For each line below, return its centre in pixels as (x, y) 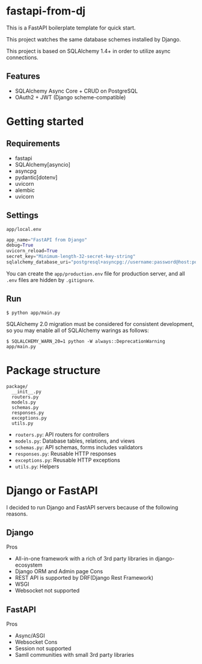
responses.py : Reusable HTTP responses (66, 453)
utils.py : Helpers (37, 466)
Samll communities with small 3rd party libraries (74, 655)
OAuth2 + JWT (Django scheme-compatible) (70, 97)
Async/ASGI (30, 636)
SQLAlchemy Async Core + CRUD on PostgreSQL (76, 91)
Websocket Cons (36, 642)
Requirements (33, 143)
